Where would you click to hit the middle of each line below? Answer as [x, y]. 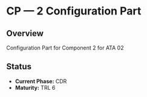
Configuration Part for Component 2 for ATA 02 [65, 48]
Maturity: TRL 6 [35, 87]
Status [19, 67]
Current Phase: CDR [41, 81]
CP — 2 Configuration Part [74, 11]
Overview [25, 33]
